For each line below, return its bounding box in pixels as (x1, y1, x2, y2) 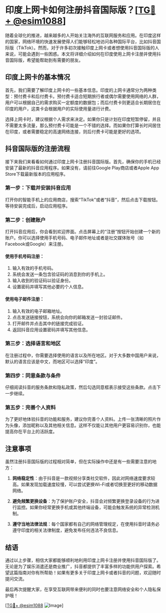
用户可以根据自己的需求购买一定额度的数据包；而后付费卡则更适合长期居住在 (5, 100, 161, 105)
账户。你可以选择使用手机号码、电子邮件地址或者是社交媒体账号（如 (5, 235, 144, 241)
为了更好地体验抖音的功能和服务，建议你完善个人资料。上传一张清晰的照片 (5, 416, 157, 422)
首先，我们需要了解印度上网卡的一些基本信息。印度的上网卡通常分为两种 (5, 87, 152, 93)
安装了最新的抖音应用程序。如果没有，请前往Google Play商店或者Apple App (5, 164, 160, 171)
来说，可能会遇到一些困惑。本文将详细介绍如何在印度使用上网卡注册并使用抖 (5, 51, 161, 57)
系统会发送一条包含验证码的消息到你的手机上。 (12, 271, 108, 277)
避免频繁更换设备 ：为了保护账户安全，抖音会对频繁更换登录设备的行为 (12, 498, 156, 504)
